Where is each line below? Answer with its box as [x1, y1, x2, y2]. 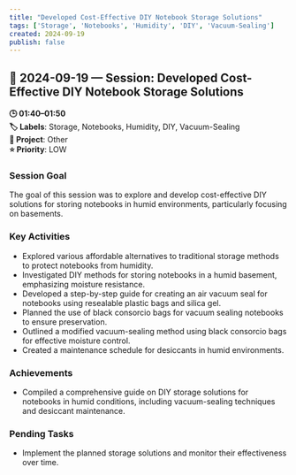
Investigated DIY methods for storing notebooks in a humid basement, [21, 269, 277, 280]
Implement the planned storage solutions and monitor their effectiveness [21, 448, 287, 458]
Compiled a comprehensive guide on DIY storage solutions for [21, 387, 249, 397]
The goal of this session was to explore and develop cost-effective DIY [9, 189, 267, 200]
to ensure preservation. [21, 316, 108, 327]
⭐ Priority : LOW [9, 144, 67, 155]
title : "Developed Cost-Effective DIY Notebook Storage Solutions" [9, 12, 263, 22]
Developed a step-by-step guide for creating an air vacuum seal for [21, 288, 268, 299]
